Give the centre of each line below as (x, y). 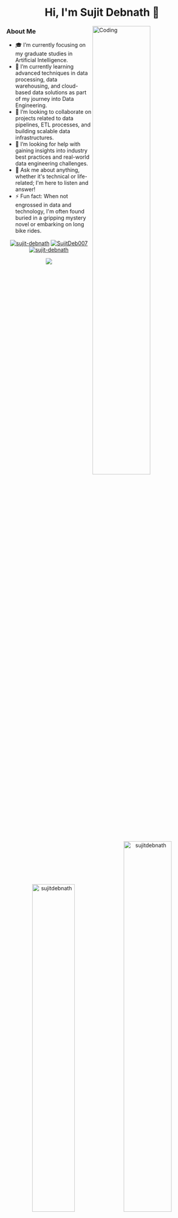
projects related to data (44, 119)
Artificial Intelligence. (42, 60)
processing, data (36, 80)
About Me (21, 32)
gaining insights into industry (51, 151)
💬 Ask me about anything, (47, 170)
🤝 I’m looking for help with (48, 144)
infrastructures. (34, 138)
